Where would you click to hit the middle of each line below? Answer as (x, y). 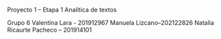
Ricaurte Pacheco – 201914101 (50, 30)
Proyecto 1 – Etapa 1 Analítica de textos (62, 10)
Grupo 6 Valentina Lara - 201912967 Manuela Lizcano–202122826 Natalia (110, 23)
